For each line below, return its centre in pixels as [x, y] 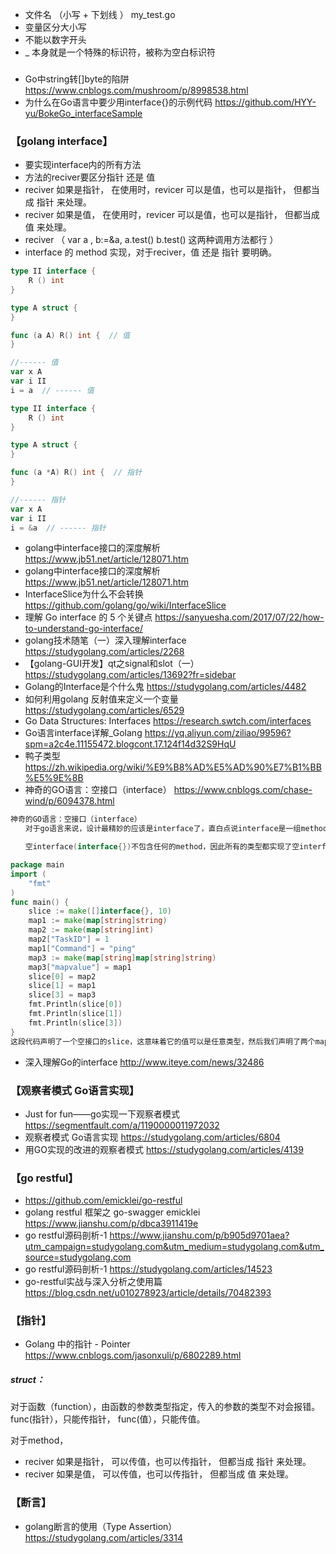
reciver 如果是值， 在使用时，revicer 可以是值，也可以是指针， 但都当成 [172, 215]
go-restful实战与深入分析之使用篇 [93, 1282]
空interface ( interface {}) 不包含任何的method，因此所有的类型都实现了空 [162, 847]
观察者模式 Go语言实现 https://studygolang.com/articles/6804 [152, 1137]
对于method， [39, 1440]
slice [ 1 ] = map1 [62, 986]
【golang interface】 [61, 141]
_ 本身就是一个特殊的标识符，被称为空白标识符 [120, 52]
